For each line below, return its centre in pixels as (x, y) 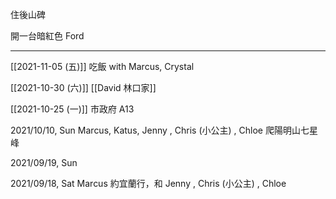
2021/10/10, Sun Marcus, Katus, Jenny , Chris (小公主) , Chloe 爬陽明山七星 (164, 130)
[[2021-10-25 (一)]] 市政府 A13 (72, 109)
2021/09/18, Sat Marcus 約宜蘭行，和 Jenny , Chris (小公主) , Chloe (148, 183)
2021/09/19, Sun (44, 162)
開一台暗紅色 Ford (47, 36)
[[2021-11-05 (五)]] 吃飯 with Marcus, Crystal (102, 66)
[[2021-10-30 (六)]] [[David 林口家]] (83, 87)
